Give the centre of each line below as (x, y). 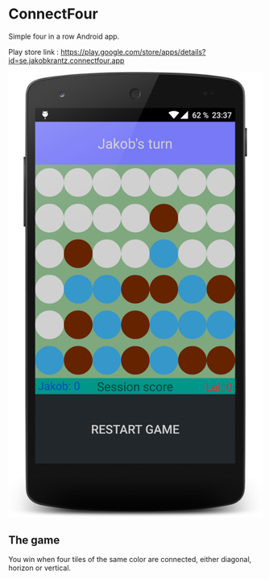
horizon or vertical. (39, 568)
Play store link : (33, 52)
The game (34, 540)
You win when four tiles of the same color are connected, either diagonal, (130, 559)
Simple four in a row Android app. (64, 36)
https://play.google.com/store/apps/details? (133, 52)
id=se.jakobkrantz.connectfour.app (66, 60)
